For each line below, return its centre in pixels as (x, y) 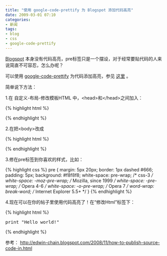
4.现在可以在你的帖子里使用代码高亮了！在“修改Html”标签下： (70, 202)
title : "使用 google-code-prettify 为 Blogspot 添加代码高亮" (69, 10)
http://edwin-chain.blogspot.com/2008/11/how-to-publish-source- (90, 242)
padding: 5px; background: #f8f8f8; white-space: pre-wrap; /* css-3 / (79, 175)
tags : (11, 29)
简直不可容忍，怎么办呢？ (37, 65)
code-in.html (19, 248)
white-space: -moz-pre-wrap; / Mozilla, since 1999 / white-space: (75, 181)
